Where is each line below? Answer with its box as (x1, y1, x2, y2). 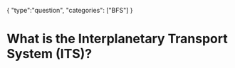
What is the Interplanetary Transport (6, 31, 229, 47)
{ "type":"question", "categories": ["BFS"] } (6, 6, 133, 14)
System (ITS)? (6, 46, 93, 62)
